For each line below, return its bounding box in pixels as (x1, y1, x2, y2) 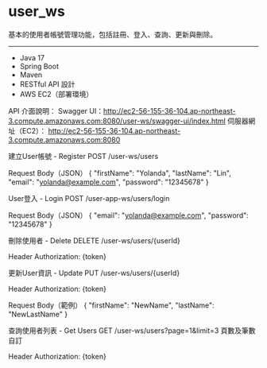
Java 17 (19, 52, 45, 62)
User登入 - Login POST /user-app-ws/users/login (8, 193, 170, 203)
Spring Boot (19, 61, 60, 71)
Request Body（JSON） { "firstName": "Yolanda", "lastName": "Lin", (8, 168, 232, 177)
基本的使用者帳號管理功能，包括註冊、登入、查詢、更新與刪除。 (8, 29, 217, 39)
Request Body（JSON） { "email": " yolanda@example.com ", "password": (8, 210, 249, 220)
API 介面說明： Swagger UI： (8, 106, 104, 115)
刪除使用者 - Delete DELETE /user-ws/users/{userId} (8, 235, 180, 245)
